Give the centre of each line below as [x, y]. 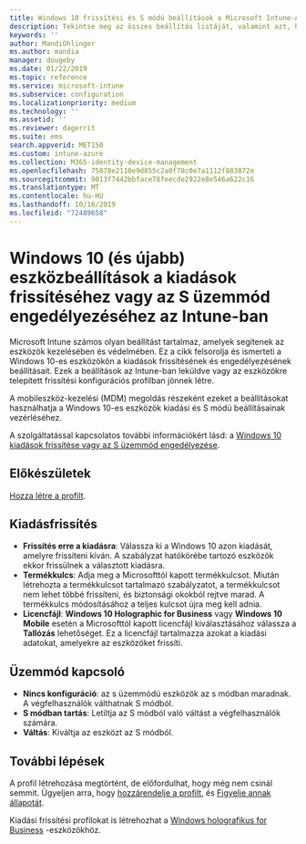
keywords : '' [34, 35]
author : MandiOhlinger [52, 43]
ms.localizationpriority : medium [73, 103]
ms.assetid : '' [38, 120]
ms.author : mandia [44, 52]
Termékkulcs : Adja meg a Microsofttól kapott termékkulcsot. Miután [151, 575]
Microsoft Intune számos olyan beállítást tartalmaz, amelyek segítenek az [147, 341]
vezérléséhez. [36, 417]
